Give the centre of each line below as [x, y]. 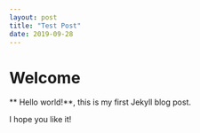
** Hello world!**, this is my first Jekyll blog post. [100, 102]
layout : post [33, 17]
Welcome [45, 78]
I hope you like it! [40, 120]
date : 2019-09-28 [41, 34]
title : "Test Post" [45, 26]
